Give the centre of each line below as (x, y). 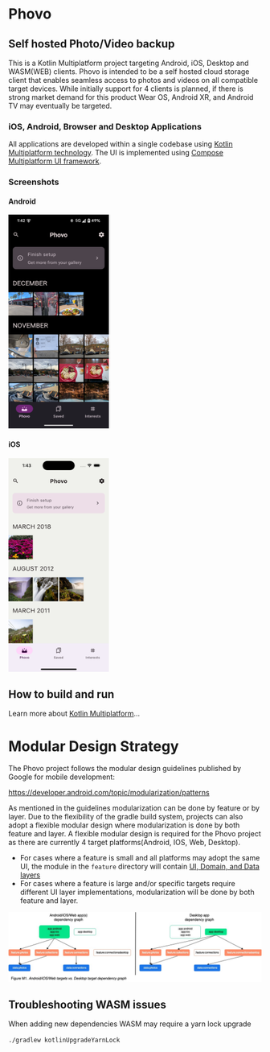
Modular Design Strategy (94, 746)
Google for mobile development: (61, 777)
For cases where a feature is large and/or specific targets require (127, 884)
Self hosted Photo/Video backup (92, 44)
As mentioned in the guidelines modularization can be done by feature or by (134, 808)
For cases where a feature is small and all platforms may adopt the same (140, 858)
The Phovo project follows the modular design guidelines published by (125, 769)
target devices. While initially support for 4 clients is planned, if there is (126, 89)
